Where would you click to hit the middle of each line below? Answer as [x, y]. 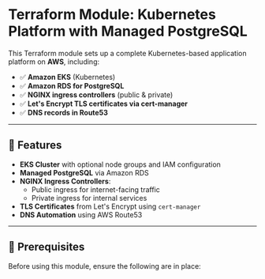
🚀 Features [35, 145]
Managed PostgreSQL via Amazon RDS [84, 172]
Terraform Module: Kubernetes [112, 15]
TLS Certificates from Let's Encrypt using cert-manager [110, 206]
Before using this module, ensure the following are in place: [105, 266]
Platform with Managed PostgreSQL [128, 31]
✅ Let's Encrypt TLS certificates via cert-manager [103, 104]
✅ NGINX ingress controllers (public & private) [96, 94]
